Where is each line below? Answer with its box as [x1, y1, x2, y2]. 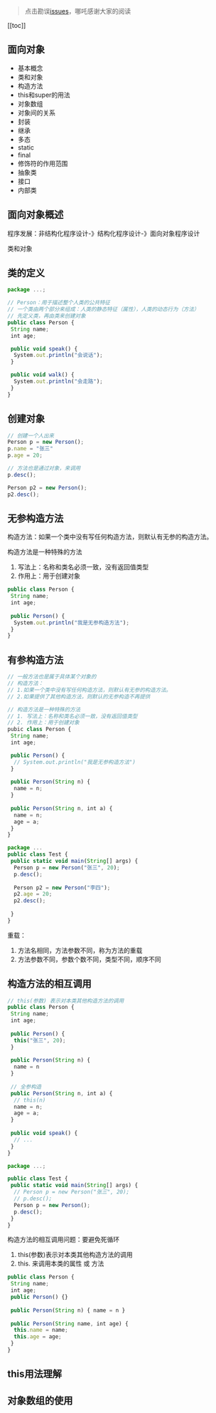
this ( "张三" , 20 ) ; [13, 1037, 66, 1044]
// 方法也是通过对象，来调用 [7, 465, 81, 472]
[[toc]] [7, 21, 26, 29]
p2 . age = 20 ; [13, 891, 53, 898]
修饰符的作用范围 [17, 159, 68, 167]
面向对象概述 [7, 209, 64, 221]
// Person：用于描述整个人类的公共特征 [7, 299, 110, 306]
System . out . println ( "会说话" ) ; [13, 352, 103, 359]
